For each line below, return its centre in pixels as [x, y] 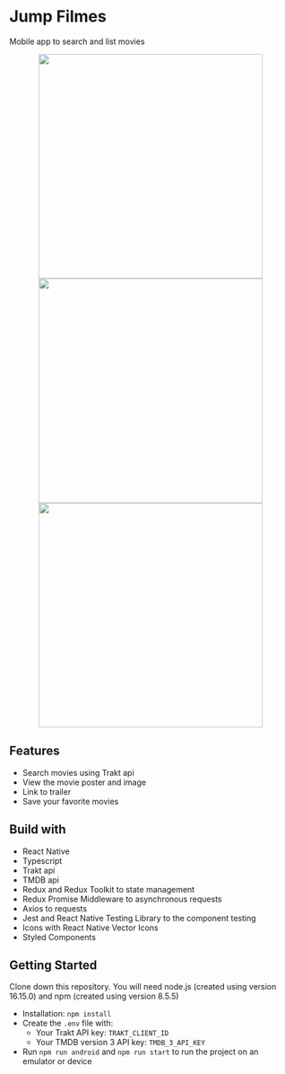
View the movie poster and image [84, 782]
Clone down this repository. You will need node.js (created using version [143, 987]
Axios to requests [55, 908]
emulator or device [57, 1061]
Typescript [42, 860]
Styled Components [59, 937]
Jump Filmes [58, 17]
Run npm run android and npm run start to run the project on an [140, 1052]
